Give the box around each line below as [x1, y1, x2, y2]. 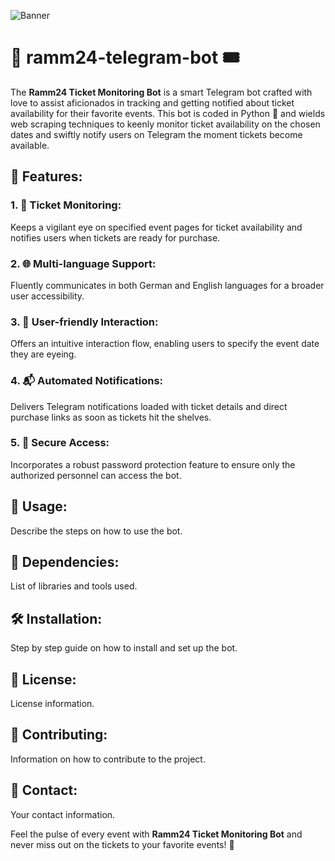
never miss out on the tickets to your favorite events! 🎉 [10, 838, 235, 850]
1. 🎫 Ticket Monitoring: [10, 198, 122, 212]
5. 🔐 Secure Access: [10, 436, 110, 450]
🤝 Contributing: [10, 726, 108, 744]
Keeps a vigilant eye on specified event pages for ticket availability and [10, 221, 303, 233]
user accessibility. [10, 290, 85, 302]
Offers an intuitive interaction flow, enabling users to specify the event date [10, 338, 320, 350]
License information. [10, 698, 95, 710]
